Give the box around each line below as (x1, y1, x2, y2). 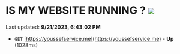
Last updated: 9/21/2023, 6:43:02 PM (5, 23, 101, 31)
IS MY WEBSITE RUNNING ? (5, 4, 146, 17)
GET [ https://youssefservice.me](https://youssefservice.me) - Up (14, 35, 174, 42)
